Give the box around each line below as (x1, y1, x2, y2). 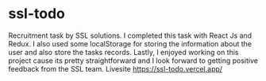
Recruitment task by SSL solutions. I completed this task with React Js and (8, 31, 253, 40)
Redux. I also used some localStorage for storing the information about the (8, 39, 253, 48)
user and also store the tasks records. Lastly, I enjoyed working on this (8, 47, 239, 57)
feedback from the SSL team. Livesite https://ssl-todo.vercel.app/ (8, 64, 223, 73)
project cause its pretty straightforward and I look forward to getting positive (8, 56, 258, 65)
